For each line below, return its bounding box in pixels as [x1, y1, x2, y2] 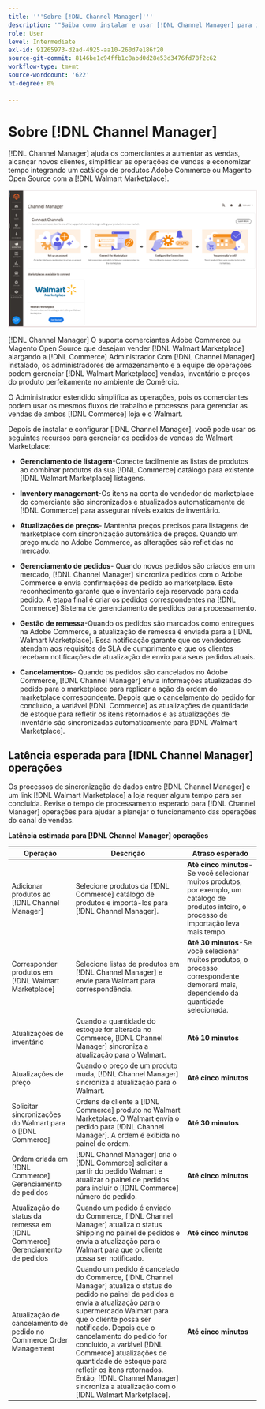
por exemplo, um [187, 885, 242, 895]
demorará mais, [187, 980, 238, 990]
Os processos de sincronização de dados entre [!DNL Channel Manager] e [8, 782, 251, 791]
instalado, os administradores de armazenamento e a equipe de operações [8, 360, 252, 370]
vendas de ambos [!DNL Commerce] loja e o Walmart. [8, 409, 183, 419]
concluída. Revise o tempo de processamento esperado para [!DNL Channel [8, 798, 256, 809]
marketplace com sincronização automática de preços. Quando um [19, 529, 238, 539]
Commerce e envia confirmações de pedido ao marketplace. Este [19, 577, 233, 588]
